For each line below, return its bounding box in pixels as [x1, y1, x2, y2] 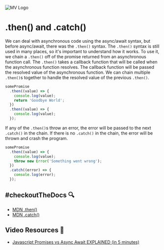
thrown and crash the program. [5, 135, 68, 141]
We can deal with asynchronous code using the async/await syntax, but [5, 38, 151, 44]
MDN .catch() [12, 212, 40, 218]
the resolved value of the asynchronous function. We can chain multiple [5, 69, 151, 75]
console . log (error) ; [14, 172, 56, 177]
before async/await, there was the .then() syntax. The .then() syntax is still [5, 43, 160, 49]
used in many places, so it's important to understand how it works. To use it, [5, 48, 160, 54]
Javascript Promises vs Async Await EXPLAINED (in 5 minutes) [12, 239, 140, 245]
